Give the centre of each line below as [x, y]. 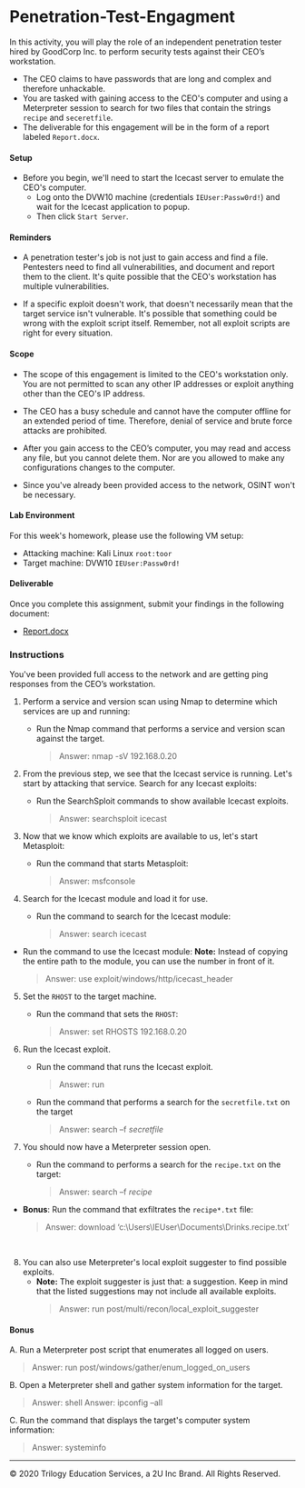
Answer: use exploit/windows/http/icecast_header [139, 979]
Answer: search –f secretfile [111, 1130]
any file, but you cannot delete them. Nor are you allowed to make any [153, 457]
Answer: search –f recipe [105, 1192]
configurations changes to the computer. [98, 467]
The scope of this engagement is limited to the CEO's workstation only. [155, 374]
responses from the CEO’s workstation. [83, 684]
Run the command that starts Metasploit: [112, 864]
